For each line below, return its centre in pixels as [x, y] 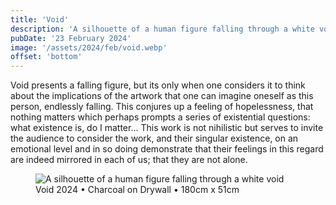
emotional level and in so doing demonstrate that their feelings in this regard [167, 149]
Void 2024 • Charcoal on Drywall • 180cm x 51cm [137, 190]
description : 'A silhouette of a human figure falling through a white [162, 29]
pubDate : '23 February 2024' [71, 38]
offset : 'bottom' [46, 57]
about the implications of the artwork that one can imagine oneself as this [162, 96]
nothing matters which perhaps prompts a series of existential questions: [160, 117]
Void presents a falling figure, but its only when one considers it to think [158, 85]
